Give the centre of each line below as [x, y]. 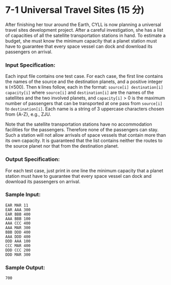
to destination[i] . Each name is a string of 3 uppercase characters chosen [85, 109]
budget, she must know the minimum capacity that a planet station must [81, 40]
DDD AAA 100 [18, 241]
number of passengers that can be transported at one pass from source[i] [84, 104]
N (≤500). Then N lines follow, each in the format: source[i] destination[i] [84, 87]
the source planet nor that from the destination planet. [62, 146]
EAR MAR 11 [17, 205]
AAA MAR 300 [18, 228]
